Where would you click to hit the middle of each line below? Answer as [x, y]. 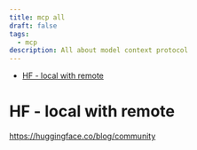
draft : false [33, 26]
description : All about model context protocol [99, 51]
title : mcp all [37, 17]
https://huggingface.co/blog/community [83, 136]
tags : [19, 34]
